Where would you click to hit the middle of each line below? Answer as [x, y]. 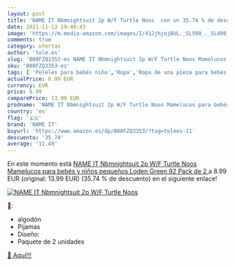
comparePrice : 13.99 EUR [43, 99]
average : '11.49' [33, 144]
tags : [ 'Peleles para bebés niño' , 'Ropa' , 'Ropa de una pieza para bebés [117, 72]
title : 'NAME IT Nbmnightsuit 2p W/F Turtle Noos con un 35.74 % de [111, 20]
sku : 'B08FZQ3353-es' [39, 66]
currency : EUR [28, 85]
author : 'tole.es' [34, 53]
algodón [29, 219]
